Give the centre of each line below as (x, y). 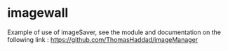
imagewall (38, 13)
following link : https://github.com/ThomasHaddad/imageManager (103, 39)
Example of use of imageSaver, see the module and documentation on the (114, 32)
